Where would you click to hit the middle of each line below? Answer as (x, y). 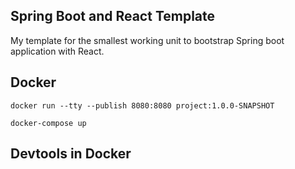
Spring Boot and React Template (113, 16)
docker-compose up (48, 123)
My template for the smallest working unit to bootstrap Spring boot (147, 40)
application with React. (57, 51)
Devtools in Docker (71, 154)
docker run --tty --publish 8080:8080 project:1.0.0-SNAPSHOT (142, 105)
